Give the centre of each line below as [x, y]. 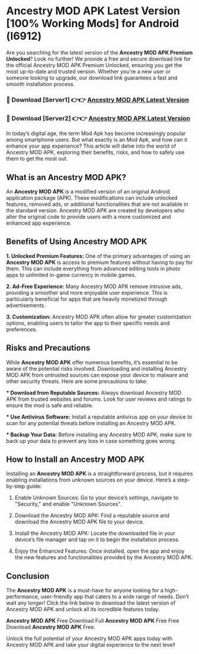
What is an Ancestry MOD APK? [66, 177]
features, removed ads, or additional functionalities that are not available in [97, 204]
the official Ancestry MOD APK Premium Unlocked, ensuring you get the [94, 65]
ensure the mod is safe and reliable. [50, 405]
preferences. [22, 329]
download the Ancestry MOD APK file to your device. [79, 522]
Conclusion [28, 576]
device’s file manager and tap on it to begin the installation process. [97, 540]
